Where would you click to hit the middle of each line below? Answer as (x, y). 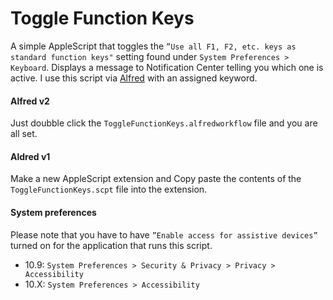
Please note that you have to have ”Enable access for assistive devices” (164, 234)
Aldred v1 (30, 156)
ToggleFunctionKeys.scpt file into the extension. (109, 189)
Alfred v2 (30, 101)
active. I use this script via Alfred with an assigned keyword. (134, 78)
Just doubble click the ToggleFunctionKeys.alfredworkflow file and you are (164, 123)
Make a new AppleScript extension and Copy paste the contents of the (156, 179)
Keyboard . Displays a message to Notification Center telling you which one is (167, 67)
